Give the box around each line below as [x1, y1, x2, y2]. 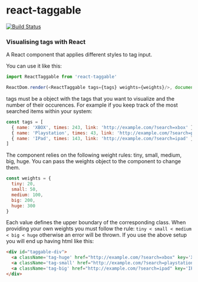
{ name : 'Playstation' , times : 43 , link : [11, 130, 115, 136]
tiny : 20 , [11, 181, 35, 187]
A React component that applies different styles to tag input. [6, 51, 152, 58]
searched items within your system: [6, 107, 93, 115]
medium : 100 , [11, 192, 44, 198]
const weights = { [6, 175, 51, 181]
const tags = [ [6, 119, 44, 125]
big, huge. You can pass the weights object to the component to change [6, 158, 181, 165]
